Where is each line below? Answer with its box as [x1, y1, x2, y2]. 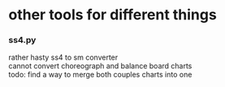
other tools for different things [8, 6, 217, 24]
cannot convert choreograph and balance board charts [8, 61, 193, 71]
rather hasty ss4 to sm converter [8, 52, 119, 62]
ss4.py [8, 35, 37, 46]
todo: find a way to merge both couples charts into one [8, 70, 193, 80]
